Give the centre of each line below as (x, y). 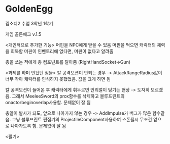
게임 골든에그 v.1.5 (23, 34)
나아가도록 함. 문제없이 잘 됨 (38, 126)
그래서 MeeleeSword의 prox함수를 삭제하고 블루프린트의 (68, 96)
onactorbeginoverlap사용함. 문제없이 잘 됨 (48, 102)
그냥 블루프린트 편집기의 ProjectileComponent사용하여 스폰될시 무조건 (82, 119)
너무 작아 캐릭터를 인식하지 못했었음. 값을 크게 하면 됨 (58, 79)
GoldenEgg (29, 9)
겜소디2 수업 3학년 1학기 (29, 23)
